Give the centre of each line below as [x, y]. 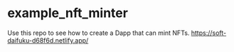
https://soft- [209, 33]
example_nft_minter [68, 13]
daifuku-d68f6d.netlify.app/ [48, 40]
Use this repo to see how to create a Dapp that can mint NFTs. [99, 33]
